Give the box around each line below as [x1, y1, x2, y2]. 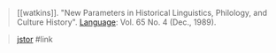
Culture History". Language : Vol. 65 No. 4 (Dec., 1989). [16, 17, 217, 27]
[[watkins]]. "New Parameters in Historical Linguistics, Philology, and [16, 8, 267, 18]
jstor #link [16, 34, 54, 44]
